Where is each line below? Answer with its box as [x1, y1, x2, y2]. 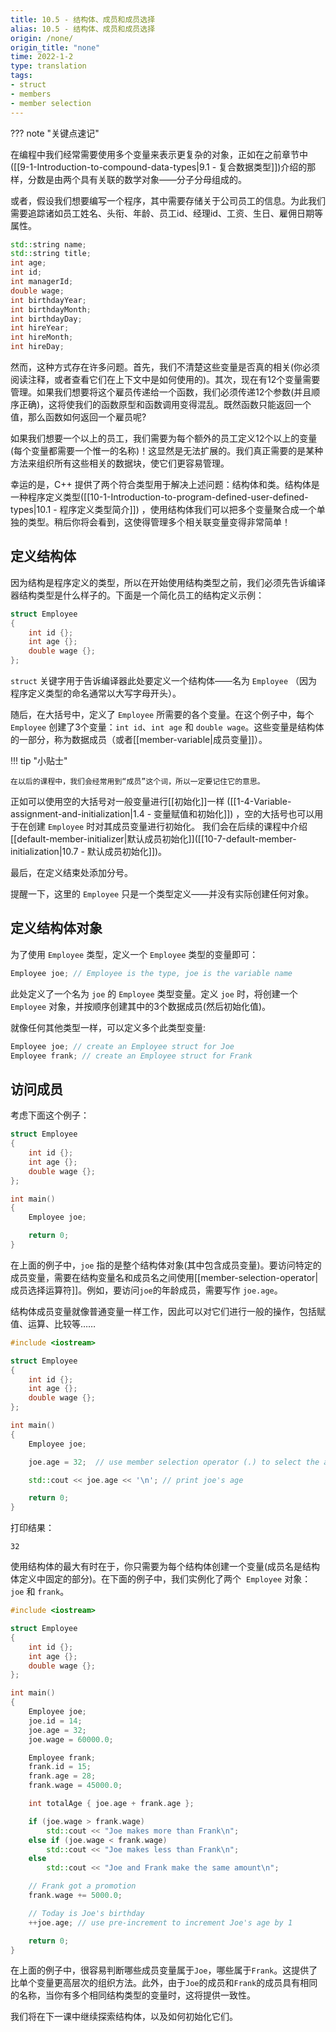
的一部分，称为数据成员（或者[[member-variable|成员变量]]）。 [10, 734, 268, 746]
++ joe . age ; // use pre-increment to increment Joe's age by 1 [28, 1917, 293, 1928]
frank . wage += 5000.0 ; [28, 1891, 123, 1901]
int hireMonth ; [10, 332, 74, 343]
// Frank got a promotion [28, 1881, 137, 1891]
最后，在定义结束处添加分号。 [10, 867, 133, 879]
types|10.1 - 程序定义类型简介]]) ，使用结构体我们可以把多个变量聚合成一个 [10, 504, 317, 515]
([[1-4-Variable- [226, 796, 292, 808]
